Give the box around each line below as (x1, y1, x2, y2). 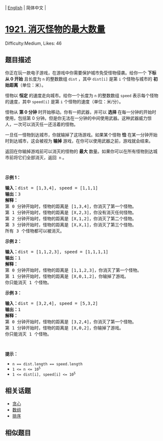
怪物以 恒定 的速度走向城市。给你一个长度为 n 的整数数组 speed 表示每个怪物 (5, 92, 159, 98)
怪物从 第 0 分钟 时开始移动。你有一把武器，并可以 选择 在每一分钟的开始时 (5, 109, 157, 115)
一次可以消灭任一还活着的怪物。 (13, 121, 78, 127)
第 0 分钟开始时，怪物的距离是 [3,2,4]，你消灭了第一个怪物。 (5, 319, 137, 325)
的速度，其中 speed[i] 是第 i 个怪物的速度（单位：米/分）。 (5, 98, 124, 105)
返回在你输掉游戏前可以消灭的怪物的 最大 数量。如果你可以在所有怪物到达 (5, 148, 153, 154)
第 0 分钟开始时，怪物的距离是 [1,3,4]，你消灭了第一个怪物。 (5, 203, 137, 209)
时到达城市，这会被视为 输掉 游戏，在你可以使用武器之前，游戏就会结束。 (5, 138, 153, 144)
